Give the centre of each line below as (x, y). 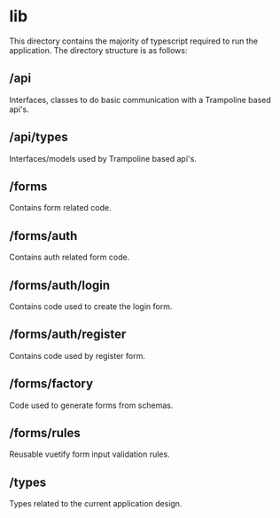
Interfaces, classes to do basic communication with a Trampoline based (140, 100)
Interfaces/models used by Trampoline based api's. (103, 158)
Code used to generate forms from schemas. (91, 405)
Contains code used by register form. (78, 355)
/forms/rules (45, 433)
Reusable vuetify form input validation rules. (89, 454)
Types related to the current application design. (96, 504)
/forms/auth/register (68, 335)
